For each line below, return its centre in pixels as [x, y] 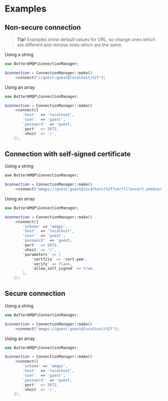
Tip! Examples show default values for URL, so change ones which [86, 39]
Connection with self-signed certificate [68, 154]
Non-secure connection [43, 27]
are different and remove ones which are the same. [70, 45]
